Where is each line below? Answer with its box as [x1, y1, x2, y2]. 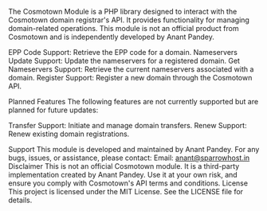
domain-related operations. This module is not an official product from [8, 24, 239, 33]
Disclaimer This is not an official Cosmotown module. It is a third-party [8, 162, 240, 170]
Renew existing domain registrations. [8, 129, 130, 139]
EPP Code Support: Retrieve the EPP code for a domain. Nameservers [8, 48, 238, 57]
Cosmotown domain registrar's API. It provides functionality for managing [8, 15, 249, 25]
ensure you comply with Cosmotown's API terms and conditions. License [8, 178, 249, 188]
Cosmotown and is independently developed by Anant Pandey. [8, 32, 215, 41]
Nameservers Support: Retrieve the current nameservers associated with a [8, 64, 254, 74]
